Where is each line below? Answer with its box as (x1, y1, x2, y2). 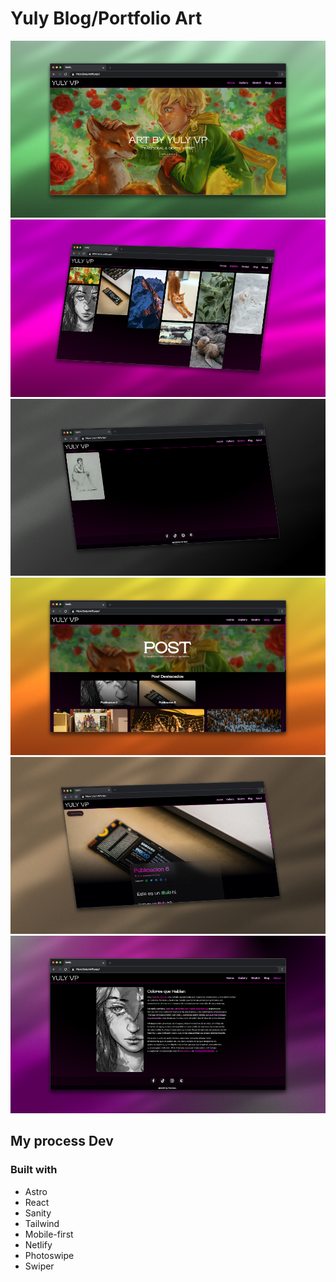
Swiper (24, 1260, 55, 1272)
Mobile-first (24, 1228, 74, 1240)
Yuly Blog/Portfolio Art (10, 7, 203, 30)
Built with (10, 1163, 58, 1177)
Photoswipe (24, 1249, 75, 1261)
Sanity (24, 1207, 52, 1219)
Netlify (24, 1238, 53, 1251)
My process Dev (10, 1133, 114, 1150)
